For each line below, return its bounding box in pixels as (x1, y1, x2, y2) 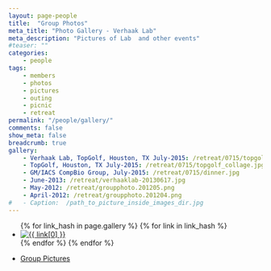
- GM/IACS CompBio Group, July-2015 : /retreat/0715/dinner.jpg (23, 169, 240, 177)
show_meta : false (8, 131, 67, 139)
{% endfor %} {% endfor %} (19, 238, 115, 248)
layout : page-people (8, 11, 78, 20)
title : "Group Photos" (8, 19, 89, 27)
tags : (8, 64, 27, 72)
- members (23, 72, 56, 80)
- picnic (23, 101, 52, 109)
